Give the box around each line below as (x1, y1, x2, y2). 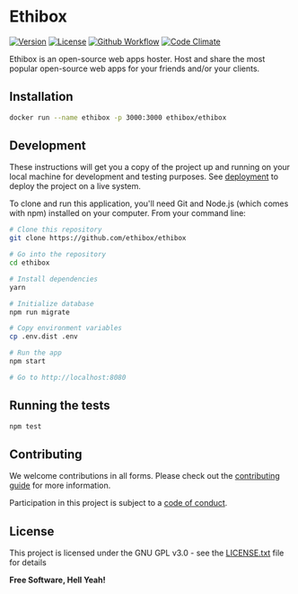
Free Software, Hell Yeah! (9, 574, 106, 586)
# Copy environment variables (9, 324, 123, 333)
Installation (9, 89, 74, 104)
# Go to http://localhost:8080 (9, 373, 127, 382)
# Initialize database (9, 299, 94, 308)
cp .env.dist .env (9, 332, 78, 341)
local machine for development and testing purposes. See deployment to (9, 171, 279, 182)
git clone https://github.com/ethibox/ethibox (9, 234, 187, 243)
